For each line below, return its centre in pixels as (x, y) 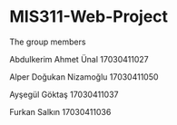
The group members (48, 42)
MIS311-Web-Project (89, 17)
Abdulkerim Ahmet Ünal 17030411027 (79, 59)
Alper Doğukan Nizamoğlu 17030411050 (84, 77)
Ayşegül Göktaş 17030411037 (64, 94)
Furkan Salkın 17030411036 (60, 111)
